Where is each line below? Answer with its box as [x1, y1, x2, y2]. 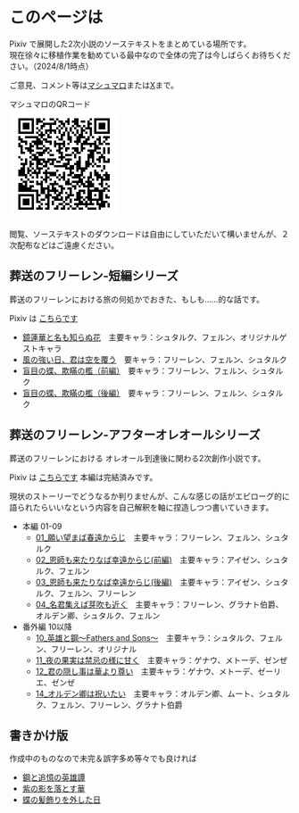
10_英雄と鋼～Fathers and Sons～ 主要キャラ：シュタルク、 [35, 632, 260, 643]
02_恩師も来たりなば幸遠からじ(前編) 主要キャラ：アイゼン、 [35, 554, 266, 565]
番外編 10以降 [21, 621, 73, 632]
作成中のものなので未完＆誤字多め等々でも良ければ [9, 753, 197, 764]
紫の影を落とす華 [21, 784, 86, 794]
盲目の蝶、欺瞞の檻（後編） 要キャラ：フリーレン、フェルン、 [21, 387, 253, 398]
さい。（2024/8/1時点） [9, 61, 94, 71]
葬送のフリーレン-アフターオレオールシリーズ [9, 427, 261, 443]
